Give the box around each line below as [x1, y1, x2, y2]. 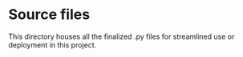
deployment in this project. [8, 40, 97, 49]
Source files [8, 6, 91, 24]
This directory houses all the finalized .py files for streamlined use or [8, 32, 235, 41]
